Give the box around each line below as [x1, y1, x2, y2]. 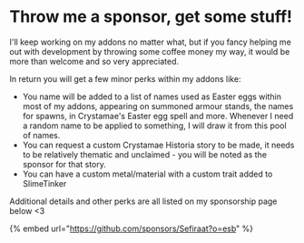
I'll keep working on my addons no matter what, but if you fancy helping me [9, 36, 292, 47]
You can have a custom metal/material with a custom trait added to [22, 168, 273, 179]
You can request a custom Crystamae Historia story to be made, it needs [22, 139, 295, 150]
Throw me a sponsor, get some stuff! [9, 6, 293, 27]
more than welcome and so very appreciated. [9, 56, 180, 66]
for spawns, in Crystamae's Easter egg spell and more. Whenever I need [22, 110, 294, 121]
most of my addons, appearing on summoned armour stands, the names [22, 100, 294, 111]
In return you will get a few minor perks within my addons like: [9, 73, 241, 84]
